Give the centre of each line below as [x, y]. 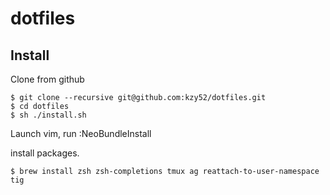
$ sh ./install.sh [48, 115]
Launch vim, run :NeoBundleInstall [81, 133]
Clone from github [47, 79]
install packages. [45, 153]
